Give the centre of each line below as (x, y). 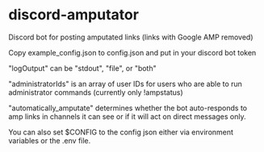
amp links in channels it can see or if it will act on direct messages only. (127, 116)
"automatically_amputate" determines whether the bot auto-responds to (128, 108)
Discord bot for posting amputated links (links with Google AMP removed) (131, 37)
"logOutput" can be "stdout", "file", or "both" (83, 68)
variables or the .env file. (50, 140)
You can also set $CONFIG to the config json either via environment (121, 132)
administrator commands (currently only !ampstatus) (96, 92)
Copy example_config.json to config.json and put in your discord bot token (132, 52)
